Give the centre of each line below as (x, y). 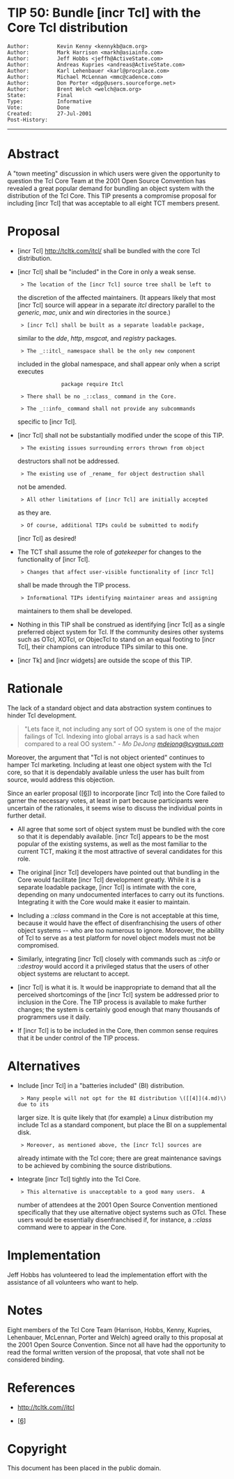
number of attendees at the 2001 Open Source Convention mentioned (117, 1205)
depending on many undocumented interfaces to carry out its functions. (121, 894)
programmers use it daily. (54, 1017)
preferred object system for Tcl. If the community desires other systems (120, 631)
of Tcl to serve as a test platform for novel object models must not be (116, 938)
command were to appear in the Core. (72, 1227)
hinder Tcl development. (42, 715)
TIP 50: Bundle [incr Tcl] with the (104, 13)
